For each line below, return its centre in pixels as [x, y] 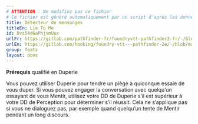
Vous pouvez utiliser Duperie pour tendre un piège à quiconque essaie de [95, 83]
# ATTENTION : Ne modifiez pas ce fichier [59, 11]
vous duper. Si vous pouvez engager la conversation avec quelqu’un [89, 89]
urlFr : [14, 39]
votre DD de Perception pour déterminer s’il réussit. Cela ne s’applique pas [97, 102]
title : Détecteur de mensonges [44, 22]
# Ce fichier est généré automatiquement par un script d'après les [92, 17]
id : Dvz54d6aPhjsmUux [33, 33]
